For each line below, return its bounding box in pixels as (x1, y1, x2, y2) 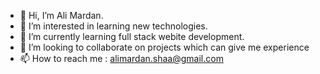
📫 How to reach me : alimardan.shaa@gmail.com (19, 53, 224, 64)
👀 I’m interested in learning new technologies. (19, 20, 208, 32)
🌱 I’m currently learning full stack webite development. (19, 31, 245, 42)
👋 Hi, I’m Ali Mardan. (19, 10, 104, 21)
